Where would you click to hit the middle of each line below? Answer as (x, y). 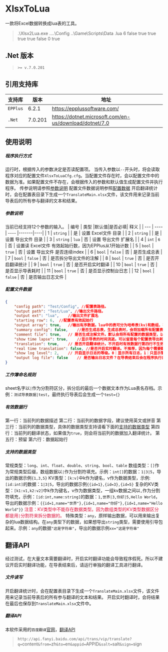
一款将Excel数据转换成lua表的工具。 (42, 23)
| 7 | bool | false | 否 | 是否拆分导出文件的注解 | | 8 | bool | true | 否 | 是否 (80, 258)
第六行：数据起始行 (48, 440)
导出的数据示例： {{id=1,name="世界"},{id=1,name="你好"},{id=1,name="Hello (84, 503)
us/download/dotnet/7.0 (80, 123)
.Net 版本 (19, 56)
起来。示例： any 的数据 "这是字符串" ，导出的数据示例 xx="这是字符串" (72, 528)
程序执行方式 (18, 156)
